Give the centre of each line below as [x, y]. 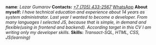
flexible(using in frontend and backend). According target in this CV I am [78, 27]
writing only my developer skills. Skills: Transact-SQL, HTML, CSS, [73, 32]
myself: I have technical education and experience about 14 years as [75, 12]
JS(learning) [18, 37]
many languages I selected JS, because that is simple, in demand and [76, 22]
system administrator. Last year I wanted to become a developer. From [77, 17]
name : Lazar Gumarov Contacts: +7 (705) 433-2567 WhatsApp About [77, 7]
